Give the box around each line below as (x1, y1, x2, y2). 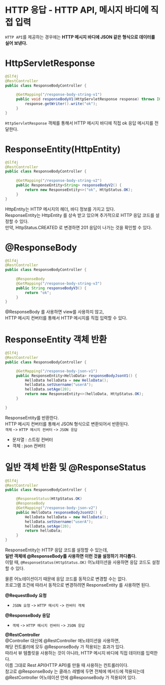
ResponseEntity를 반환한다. (5, 415, 59, 420)
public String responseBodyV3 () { (16, 286, 87, 291)
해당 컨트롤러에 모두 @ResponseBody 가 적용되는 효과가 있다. (5, 644, 125, 650)
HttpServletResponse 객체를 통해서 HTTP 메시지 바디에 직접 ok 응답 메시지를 (5, 120, 154, 126)
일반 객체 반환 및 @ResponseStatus (5, 462, 146, 473)
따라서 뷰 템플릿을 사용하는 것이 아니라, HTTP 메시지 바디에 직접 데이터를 (5, 650, 145, 655)
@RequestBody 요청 (5, 593, 47, 598)
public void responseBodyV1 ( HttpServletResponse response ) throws (16, 97, 155, 102)
